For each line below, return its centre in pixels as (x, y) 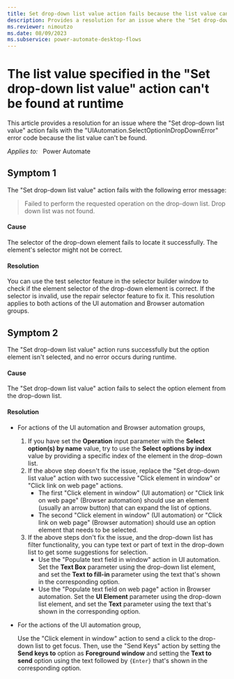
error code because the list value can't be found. (77, 138)
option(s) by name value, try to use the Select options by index (119, 448)
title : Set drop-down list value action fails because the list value (112, 14)
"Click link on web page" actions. (75, 485)
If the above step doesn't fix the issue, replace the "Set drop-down (124, 471)
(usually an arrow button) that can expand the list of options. (125, 508)
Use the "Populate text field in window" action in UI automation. (129, 559)
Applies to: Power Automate (49, 151)
